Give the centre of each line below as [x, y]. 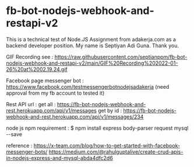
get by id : [110, 110]
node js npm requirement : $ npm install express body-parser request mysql [97, 128]
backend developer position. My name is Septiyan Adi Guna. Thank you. [93, 46]
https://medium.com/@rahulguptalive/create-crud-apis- [116, 152]
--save [14, 134]
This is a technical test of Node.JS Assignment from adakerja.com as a [91, 39]
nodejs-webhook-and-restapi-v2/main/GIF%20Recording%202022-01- [92, 63]
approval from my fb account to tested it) [55, 93]
